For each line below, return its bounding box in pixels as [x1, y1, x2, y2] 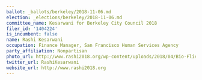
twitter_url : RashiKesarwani [6, 59, 79, 65]
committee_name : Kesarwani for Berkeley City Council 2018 [6, 20, 158, 26]
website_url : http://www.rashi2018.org [6, 64, 106, 71]
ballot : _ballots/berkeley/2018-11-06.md [6, 8, 112, 15]
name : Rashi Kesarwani [6, 37, 63, 43]
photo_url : [6, 54, 34, 60]
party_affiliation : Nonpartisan [6, 48, 87, 54]
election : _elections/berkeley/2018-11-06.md [6, 14, 122, 20]
